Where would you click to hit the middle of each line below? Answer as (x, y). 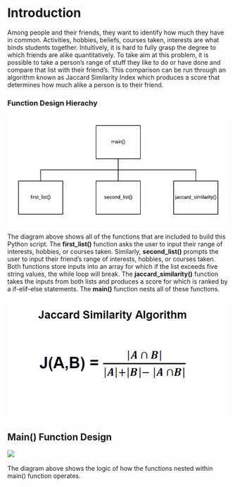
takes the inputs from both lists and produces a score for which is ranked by (118, 282)
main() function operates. (44, 476)
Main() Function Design (60, 437)
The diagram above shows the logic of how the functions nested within (110, 469)
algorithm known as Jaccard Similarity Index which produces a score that (114, 77)
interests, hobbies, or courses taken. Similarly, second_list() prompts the (113, 252)
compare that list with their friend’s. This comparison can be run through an (117, 70)
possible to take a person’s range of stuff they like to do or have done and (114, 62)
